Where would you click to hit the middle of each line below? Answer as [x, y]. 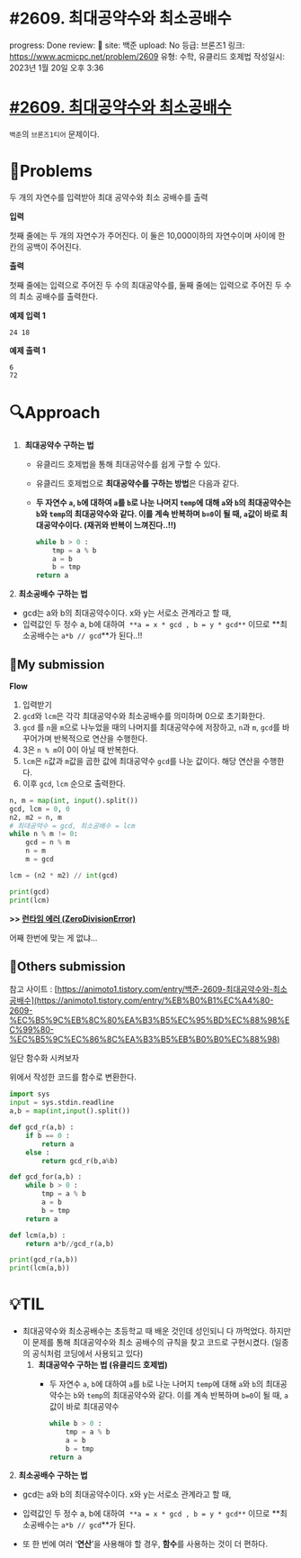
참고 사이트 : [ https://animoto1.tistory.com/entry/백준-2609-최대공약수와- [142, 989]
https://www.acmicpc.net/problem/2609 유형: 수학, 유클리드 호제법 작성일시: [147, 56]
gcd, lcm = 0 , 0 [40, 809]
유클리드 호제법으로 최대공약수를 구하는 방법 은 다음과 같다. [137, 483]
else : [38, 1153]
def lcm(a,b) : [38, 1235]
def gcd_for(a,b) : [46, 1177]
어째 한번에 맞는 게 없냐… [53, 937]
